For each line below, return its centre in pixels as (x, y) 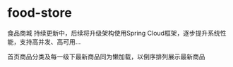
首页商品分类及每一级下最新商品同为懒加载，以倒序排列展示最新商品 (106, 57)
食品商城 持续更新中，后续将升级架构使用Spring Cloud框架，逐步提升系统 (114, 33)
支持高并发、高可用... (50, 42)
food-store (40, 13)
